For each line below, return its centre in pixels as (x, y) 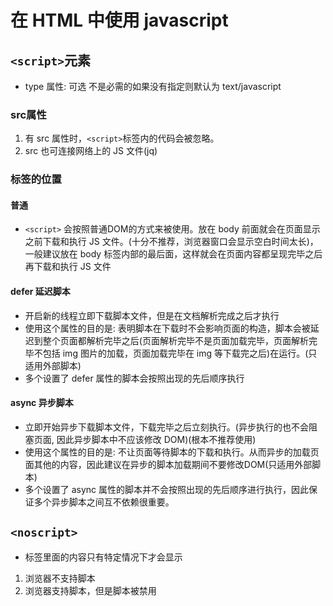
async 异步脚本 (42, 403)
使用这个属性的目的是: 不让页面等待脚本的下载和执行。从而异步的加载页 (172, 452)
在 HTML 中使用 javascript (119, 20)
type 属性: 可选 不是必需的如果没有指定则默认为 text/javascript (153, 86)
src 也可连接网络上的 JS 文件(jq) (91, 151)
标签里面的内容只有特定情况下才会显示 (103, 557)
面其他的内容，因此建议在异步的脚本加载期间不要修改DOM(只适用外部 (168, 464)
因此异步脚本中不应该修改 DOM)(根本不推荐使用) (156, 439)
